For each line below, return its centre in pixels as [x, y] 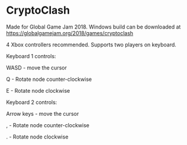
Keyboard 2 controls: [32, 102]
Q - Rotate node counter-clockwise [49, 79]
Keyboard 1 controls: [31, 56]
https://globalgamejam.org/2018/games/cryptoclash [70, 33]
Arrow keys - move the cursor [43, 114]
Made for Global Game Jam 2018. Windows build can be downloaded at [93, 27]
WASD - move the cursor [36, 67]
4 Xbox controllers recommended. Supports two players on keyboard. [91, 45]
